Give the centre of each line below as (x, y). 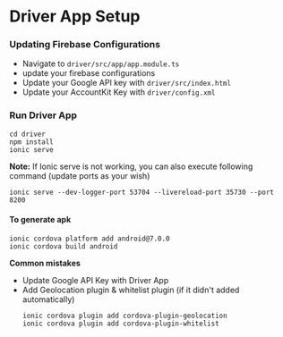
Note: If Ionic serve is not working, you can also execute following (131, 166)
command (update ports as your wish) (80, 175)
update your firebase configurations (89, 73)
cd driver (28, 134)
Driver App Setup (75, 17)
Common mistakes (45, 263)
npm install (31, 142)
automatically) (48, 299)
